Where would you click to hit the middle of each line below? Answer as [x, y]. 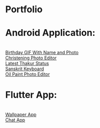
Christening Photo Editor [31, 58]
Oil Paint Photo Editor [28, 74]
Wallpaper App [21, 115]
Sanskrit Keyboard [25, 69]
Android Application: [50, 33]
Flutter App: [31, 95]
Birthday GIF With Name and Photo [42, 53]
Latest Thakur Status [27, 63]
